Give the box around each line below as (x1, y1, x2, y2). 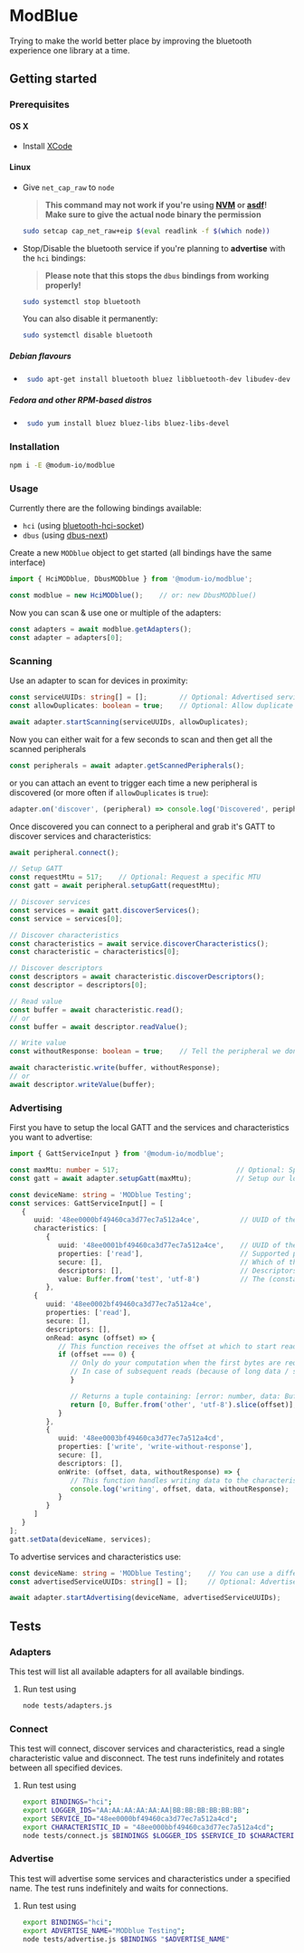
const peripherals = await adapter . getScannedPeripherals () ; (9, 761, 245, 770)
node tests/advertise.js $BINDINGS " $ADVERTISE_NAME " (22, 1934, 230, 1944)
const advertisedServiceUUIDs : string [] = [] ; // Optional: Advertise (9, 1577, 298, 1586)
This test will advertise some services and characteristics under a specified (9, 1872, 291, 1883)
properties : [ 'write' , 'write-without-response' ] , (57, 1443, 253, 1452)
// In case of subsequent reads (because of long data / (70, 1367, 290, 1377)
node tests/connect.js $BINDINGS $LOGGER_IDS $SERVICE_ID (22, 1831, 246, 1840)
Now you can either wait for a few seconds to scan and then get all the (9, 734, 273, 745)
